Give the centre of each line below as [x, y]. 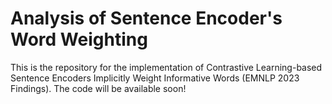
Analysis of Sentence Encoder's [146, 18]
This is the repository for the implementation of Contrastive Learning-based [166, 67]
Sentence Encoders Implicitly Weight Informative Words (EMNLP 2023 [155, 78]
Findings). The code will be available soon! [98, 88]
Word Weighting [79, 39]
